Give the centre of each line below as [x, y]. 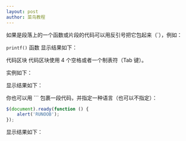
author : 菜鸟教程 [26, 17]
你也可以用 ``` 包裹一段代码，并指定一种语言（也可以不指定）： [82, 98]
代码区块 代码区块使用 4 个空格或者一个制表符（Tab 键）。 [77, 60]
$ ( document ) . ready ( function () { [48, 109]
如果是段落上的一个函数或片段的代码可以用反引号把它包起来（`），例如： [94, 35]
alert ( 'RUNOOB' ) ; [38, 114]
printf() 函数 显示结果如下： [42, 47]
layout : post [22, 12]
